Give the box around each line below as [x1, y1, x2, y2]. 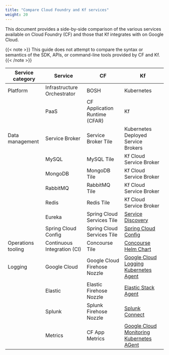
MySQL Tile [87, 156, 114, 163]
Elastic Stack [124, 284, 155, 291]
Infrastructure [45, 84, 78, 91]
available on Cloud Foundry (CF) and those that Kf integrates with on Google [5, 31, 164, 37]
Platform [8, 87, 28, 94]
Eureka [45, 214, 62, 221]
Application [87, 104, 114, 111]
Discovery [124, 217, 148, 224]
